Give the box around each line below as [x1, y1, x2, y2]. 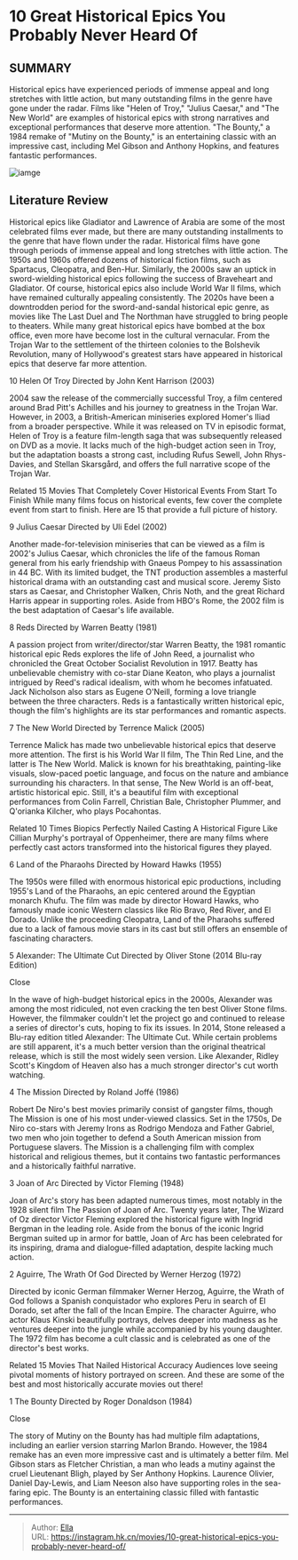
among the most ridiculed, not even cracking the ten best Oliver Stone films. [9, 1003, 287, 1014]
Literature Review [9, 193, 109, 208]
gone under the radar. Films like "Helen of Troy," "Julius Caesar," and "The [9, 103, 279, 113]
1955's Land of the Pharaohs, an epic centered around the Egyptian [9, 886, 255, 896]
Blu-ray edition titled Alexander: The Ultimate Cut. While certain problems [9, 1031, 278, 1042]
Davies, [9, 458, 37, 469]
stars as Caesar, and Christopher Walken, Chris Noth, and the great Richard [9, 585, 286, 596]
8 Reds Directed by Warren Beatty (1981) [9, 622, 158, 633]
